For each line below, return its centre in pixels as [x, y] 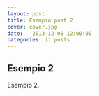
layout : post [26, 14]
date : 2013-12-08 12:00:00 [49, 33]
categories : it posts [39, 40]
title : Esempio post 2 [40, 20]
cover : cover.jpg [32, 27]
